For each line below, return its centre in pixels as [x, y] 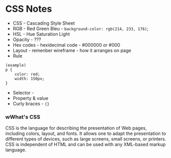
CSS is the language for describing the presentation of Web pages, [76, 128]
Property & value [31, 98]
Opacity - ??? [27, 39]
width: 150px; [30, 78]
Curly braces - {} [31, 104]
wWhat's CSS [23, 117]
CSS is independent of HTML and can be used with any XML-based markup [85, 145]
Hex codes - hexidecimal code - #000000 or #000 [66, 45]
